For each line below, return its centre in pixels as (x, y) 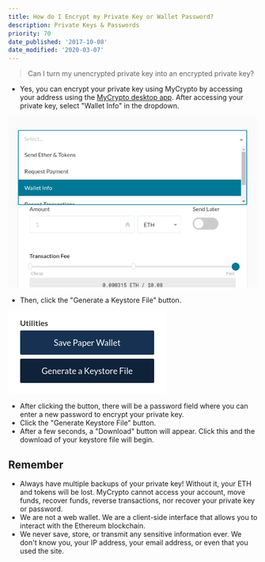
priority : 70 (30, 33)
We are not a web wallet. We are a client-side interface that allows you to (138, 518)
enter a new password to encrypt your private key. (102, 415)
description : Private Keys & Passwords (74, 25)
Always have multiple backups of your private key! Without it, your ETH (135, 484)
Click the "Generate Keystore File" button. (88, 423)
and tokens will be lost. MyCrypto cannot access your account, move (132, 492)
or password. (41, 509)
